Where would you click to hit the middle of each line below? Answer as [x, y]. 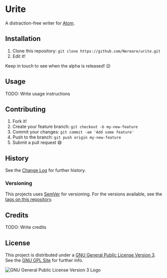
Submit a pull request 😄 [37, 142]
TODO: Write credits [26, 227]
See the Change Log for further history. [46, 170]
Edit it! [19, 56]
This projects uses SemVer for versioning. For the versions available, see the [84, 194]
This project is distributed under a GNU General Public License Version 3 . [81, 255]
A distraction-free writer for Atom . [40, 23]
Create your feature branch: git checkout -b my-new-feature [75, 126]
